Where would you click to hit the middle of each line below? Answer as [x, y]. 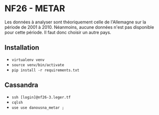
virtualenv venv [28, 60]
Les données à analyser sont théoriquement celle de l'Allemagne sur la [75, 22]
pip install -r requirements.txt [45, 70]
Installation [22, 48]
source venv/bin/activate [38, 65]
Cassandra [21, 85]
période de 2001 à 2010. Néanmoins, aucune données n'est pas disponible [79, 27]
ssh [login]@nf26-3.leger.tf [41, 97]
